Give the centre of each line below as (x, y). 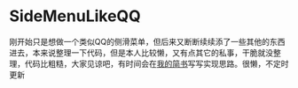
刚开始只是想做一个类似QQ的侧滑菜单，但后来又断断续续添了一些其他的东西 (147, 41)
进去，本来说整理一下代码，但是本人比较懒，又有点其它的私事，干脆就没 (141, 52)
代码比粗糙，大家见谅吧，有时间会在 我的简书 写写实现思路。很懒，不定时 (157, 63)
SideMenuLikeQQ (75, 16)
